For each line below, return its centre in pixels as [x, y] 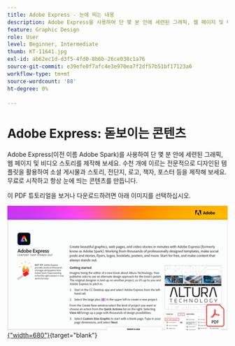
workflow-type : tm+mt [39, 74]
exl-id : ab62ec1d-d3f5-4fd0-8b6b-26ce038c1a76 [76, 60]
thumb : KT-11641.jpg [37, 52]
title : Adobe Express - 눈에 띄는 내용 [61, 15]
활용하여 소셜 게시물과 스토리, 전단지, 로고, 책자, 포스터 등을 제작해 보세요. [126, 172]
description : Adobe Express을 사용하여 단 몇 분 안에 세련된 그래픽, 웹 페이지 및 [115, 22]
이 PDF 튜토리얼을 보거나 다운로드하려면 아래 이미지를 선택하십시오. [99, 195]
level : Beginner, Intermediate [53, 44]
